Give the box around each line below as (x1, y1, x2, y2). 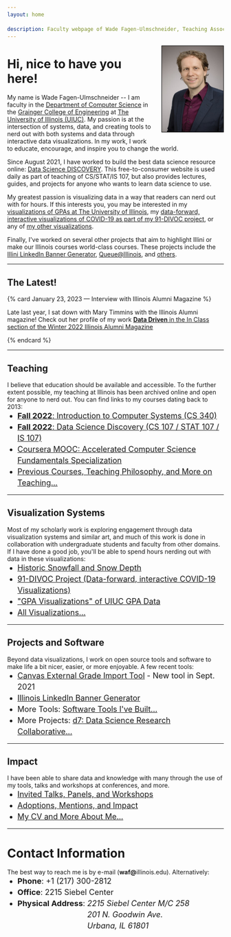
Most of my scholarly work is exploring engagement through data (7, 525, 192, 533)
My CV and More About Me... (16, 812, 124, 822)
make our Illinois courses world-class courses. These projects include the (7, 243, 217, 251)
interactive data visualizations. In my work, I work (7, 137, 147, 146)
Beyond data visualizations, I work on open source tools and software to (7, 655, 212, 663)
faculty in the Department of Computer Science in (7, 100, 148, 109)
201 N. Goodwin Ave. (87, 910, 164, 920)
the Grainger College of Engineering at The (7, 108, 129, 116)
